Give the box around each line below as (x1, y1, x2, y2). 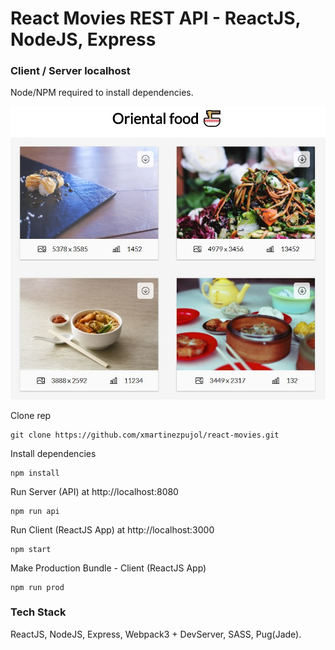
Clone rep (10, 409, 52, 421)
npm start (10, 544, 52, 554)
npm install (10, 468, 60, 478)
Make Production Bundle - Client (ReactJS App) (10, 562, 207, 574)
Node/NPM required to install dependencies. (10, 87, 194, 99)
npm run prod (10, 582, 65, 592)
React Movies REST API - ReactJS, (10, 7, 302, 30)
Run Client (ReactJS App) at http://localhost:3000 (10, 523, 215, 536)
